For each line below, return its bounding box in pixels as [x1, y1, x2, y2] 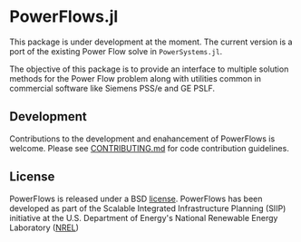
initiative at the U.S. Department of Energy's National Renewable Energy [9, 212, 278, 223]
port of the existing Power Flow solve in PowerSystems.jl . [9, 45, 223, 56]
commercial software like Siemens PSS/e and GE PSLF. [9, 82, 216, 93]
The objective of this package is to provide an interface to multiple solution [9, 63, 289, 74]
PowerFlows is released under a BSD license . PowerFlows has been [9, 193, 263, 204]
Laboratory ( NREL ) [9, 222, 80, 233]
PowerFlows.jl [9, 6, 119, 27]
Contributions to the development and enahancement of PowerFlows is [9, 133, 276, 144]
